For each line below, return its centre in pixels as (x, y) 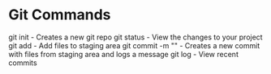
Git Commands (60, 15)
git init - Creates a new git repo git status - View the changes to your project (135, 37)
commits (23, 63)
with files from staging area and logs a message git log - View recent (124, 54)
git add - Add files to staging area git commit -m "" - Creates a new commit (134, 45)
